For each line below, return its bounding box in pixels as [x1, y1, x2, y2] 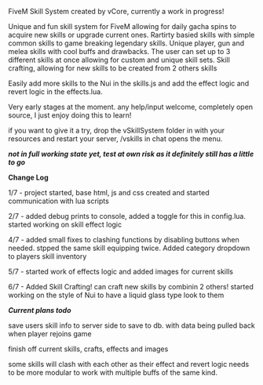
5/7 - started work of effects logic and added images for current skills [8, 267, 234, 276]
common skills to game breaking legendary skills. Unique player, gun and [8, 38, 245, 48]
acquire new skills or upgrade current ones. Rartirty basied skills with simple [8, 31, 255, 39]
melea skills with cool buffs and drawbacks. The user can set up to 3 [8, 47, 231, 56]
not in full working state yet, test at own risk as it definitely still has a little [8, 149, 254, 158]
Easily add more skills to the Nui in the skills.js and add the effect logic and [8, 78, 250, 88]
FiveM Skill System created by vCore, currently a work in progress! [8, 7, 225, 16]
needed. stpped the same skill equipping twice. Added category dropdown [8, 243, 250, 252]
